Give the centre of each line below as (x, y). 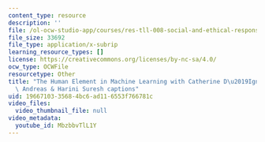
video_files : (30, 103)
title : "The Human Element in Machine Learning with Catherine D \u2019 (128, 81)
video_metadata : (35, 118)
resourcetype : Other (42, 74)
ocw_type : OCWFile (38, 67)
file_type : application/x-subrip (63, 45)
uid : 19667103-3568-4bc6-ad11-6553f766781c (81, 96)
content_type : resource (47, 15)
